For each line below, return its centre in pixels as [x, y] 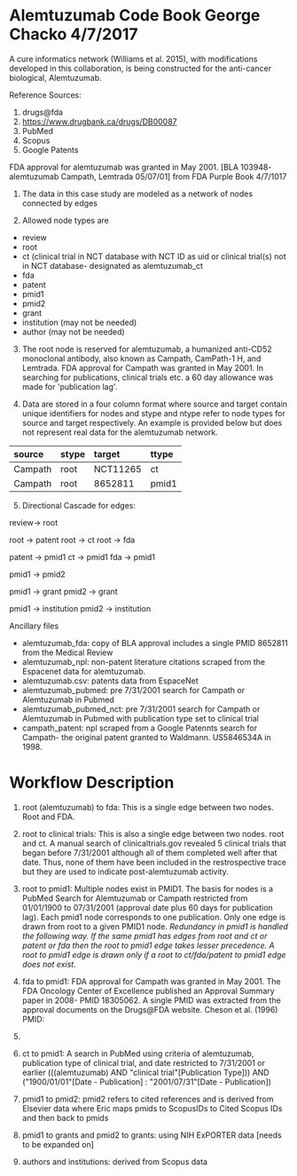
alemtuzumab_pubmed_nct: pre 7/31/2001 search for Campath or [141, 709]
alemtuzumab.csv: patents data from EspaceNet [110, 681]
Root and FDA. [48, 817]
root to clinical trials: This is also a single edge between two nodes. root [153, 833]
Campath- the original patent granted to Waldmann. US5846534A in [147, 737]
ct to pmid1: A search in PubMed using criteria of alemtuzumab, [138, 1054]
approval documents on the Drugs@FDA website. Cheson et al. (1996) [150, 1009]
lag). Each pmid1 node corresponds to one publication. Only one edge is [154, 917]
